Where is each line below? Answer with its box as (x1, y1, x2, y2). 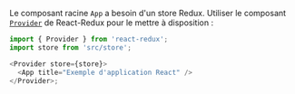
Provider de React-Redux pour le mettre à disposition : (9, 17, 214, 28)
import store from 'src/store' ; (9, 42, 132, 52)
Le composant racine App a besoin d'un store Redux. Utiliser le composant (9, 8, 287, 18)
